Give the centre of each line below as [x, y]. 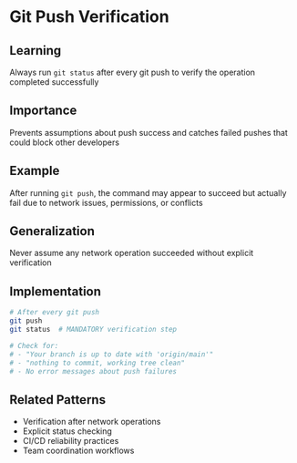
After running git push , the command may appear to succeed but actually [148, 192]
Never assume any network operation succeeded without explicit [132, 253]
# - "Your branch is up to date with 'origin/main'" [112, 354]
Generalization [52, 231]
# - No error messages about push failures [93, 371]
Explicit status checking [67, 431]
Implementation [56, 291]
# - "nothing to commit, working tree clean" [97, 363]
